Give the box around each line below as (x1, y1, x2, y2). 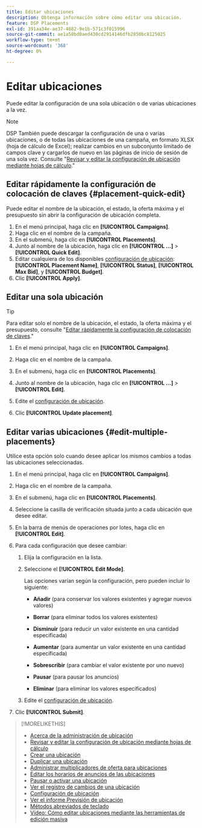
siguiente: (24, 583, 49, 591)
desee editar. (14, 512, 48, 519)
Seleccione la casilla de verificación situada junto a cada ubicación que (14, 506, 192, 513)
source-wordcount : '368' (6, 43, 69, 49)
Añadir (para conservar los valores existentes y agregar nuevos (33, 596, 192, 603)
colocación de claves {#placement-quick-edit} (6, 189, 186, 199)
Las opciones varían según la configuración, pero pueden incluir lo (24, 577, 190, 585)
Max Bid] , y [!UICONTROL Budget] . (14, 268, 104, 275)
